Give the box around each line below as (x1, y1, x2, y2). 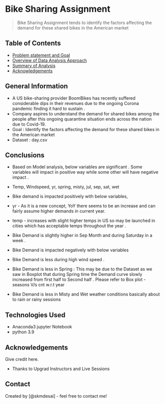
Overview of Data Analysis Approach (12, 57, 87, 63)
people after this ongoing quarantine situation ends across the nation (12, 116, 152, 122)
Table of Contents (5, 39, 61, 48)
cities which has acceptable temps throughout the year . (12, 223, 126, 229)
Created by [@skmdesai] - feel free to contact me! (5, 393, 107, 399)
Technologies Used (5, 311, 65, 319)
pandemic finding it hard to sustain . (12, 106, 85, 111)
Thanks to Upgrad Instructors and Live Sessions (12, 366, 110, 372)
